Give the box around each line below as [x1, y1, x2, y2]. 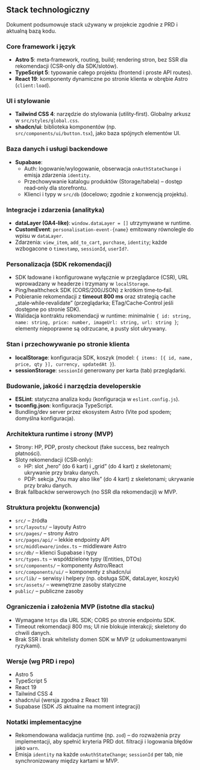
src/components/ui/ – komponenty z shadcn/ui [14, 568, 131, 576]
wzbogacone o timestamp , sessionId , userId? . [14, 245, 129, 252]
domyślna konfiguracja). [14, 415, 75, 422]
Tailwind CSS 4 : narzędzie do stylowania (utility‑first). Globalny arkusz [14, 110, 191, 118]
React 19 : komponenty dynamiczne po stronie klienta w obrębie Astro [14, 75, 188, 83]
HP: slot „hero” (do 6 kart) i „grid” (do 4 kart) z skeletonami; [23, 463, 172, 470]
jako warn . [14, 745, 40, 752]
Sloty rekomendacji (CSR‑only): [14, 456, 93, 463]
